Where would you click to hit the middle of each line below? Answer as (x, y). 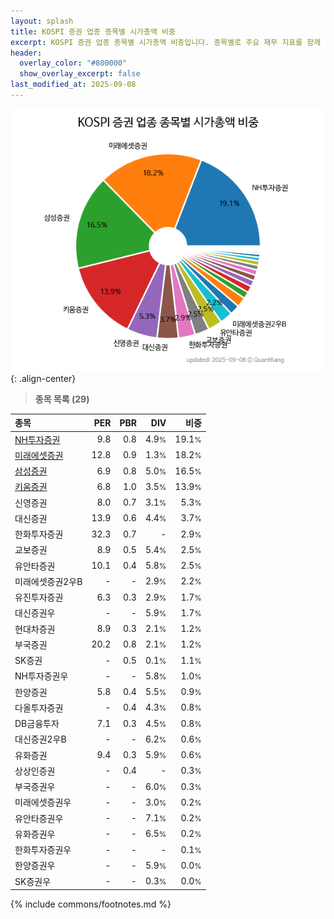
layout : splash (42, 21)
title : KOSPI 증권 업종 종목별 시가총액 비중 (93, 31)
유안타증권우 (39, 818)
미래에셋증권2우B (48, 581)
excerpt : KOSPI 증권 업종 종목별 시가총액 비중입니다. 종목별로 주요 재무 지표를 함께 (166, 42)
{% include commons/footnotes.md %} (91, 904)
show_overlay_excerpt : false (80, 74)
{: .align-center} (43, 378)
